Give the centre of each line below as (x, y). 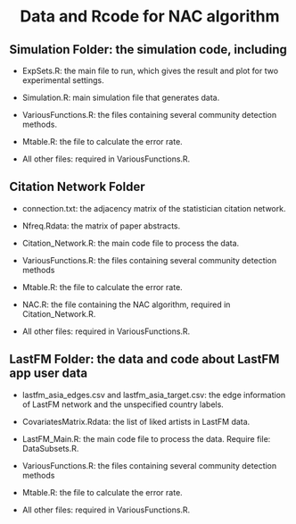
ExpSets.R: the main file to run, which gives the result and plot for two (150, 71)
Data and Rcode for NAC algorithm (150, 17)
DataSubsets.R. (50, 448)
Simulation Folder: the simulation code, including (148, 50)
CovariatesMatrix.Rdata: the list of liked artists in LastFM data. (136, 421)
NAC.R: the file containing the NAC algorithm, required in (126, 304)
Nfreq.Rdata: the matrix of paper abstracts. (101, 226)
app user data (48, 374)
